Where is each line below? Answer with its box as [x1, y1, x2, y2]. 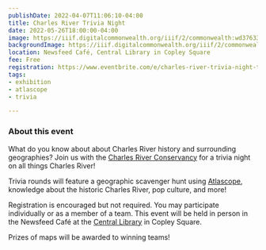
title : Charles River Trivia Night [8, 19, 126, 27]
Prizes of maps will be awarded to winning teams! [8, 232, 170, 242]
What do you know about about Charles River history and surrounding [8, 144, 237, 153]
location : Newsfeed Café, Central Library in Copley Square [8, 48, 211, 56]
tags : [8, 71, 26, 79]
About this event [8, 126, 74, 137]
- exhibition [8, 78, 51, 86]
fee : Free [8, 56, 41, 64]
